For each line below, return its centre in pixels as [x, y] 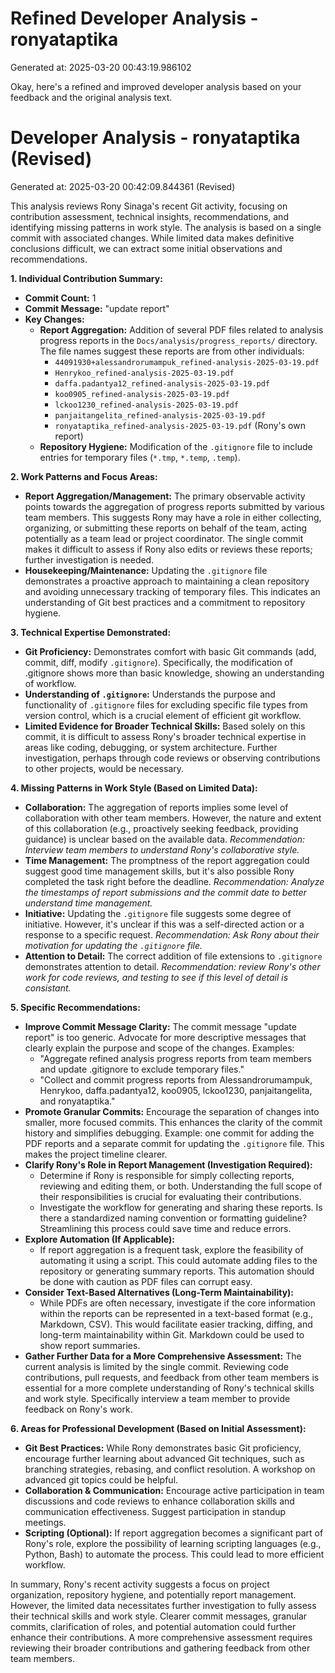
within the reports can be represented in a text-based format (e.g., [176, 1313]
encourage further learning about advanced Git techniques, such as [164, 1458]
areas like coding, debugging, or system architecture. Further [151, 747]
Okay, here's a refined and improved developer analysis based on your [156, 86]
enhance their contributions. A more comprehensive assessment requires [161, 1637]
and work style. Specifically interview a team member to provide [157, 1398]
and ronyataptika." [77, 1101]
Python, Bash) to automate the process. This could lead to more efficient [174, 1554]
